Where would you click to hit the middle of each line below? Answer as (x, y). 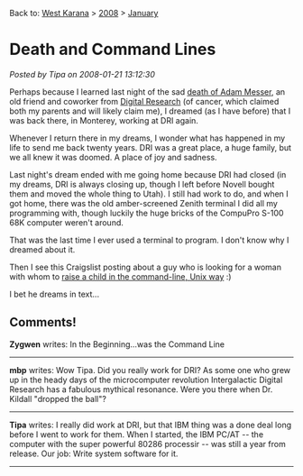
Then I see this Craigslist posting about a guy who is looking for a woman (146, 267)
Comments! (43, 322)
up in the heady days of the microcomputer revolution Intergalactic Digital (146, 380)
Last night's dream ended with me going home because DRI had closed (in (148, 174)
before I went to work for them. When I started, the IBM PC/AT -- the (137, 434)
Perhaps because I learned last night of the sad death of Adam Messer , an (147, 92)
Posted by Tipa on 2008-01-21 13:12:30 (83, 74)
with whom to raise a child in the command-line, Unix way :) (120, 276)
